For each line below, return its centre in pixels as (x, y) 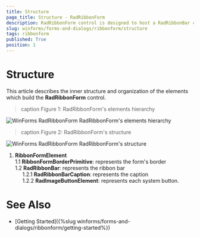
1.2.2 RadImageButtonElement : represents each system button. (101, 180)
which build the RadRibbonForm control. (56, 97)
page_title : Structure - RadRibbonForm (56, 17)
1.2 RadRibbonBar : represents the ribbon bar (70, 168)
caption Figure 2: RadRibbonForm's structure (76, 132)
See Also (29, 205)
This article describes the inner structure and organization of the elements (97, 91)
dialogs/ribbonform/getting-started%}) (62, 227)
